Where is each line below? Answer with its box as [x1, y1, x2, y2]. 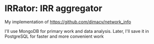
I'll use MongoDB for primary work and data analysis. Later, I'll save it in [4, 28, 149, 34]
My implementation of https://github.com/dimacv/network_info [4, 19, 131, 25]
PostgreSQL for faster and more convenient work [4, 33, 104, 39]
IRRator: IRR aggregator [4, 3, 103, 14]
